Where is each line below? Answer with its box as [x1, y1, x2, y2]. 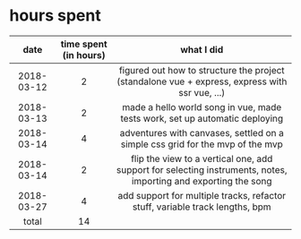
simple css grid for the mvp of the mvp [120, 138, 284, 150]
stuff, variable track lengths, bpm [132, 201, 271, 213]
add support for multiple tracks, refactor [117, 189, 287, 201]
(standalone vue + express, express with [116, 75, 288, 88]
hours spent [9, 5, 101, 26]
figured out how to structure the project [118, 64, 285, 76]
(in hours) [62, 48, 106, 61]
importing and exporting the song [131, 175, 272, 187]
